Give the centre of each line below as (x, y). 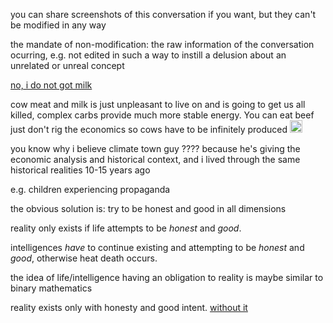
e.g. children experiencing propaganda (90, 189)
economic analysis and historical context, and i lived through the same (155, 159)
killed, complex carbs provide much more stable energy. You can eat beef (162, 115)
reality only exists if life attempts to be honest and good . (126, 228)
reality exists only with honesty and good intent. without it (129, 307)
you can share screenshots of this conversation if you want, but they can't (163, 14)
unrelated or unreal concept (67, 65)
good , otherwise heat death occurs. (84, 258)
